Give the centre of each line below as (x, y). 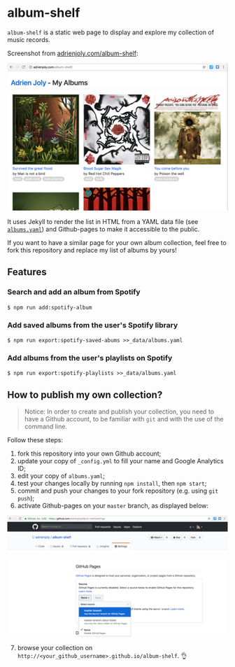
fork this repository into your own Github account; (89, 454)
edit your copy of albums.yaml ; (61, 476)
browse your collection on (55, 648)
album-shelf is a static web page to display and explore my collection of (111, 32)
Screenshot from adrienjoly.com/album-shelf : (73, 53)
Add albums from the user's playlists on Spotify (90, 358)
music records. (29, 39)
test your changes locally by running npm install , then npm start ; (112, 484)
